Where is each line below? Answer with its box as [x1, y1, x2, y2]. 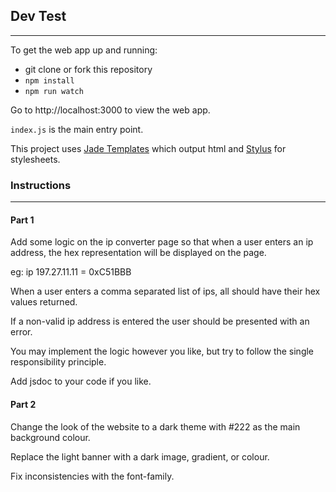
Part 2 [10, 398, 37, 410]
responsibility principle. [10, 356, 107, 368]
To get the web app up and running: [10, 44, 158, 56]
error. [10, 326, 33, 338]
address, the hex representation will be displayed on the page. [10, 247, 267, 259]
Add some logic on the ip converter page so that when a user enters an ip [10, 236, 314, 248]
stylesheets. [10, 153, 61, 165]
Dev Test [10, 8, 67, 25]
